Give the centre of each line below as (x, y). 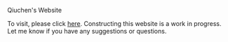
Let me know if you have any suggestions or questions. (87, 31)
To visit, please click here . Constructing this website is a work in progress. (114, 23)
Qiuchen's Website (34, 10)
